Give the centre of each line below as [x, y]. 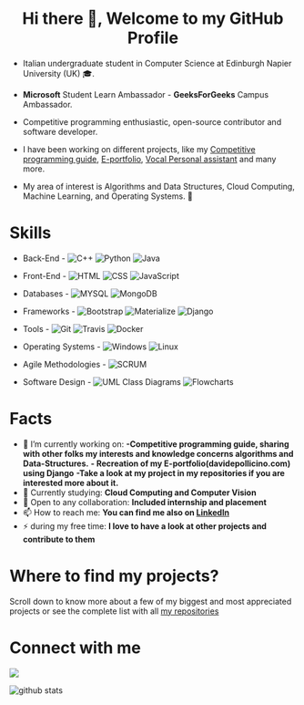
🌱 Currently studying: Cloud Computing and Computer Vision [139, 492]
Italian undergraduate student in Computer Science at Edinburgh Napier [157, 63]
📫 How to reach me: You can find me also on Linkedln [126, 512]
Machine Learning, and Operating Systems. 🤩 [108, 196]
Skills [30, 233]
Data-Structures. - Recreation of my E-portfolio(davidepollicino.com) [157, 463]
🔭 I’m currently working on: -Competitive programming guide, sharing [156, 444]
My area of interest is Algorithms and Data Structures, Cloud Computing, [159, 186]
